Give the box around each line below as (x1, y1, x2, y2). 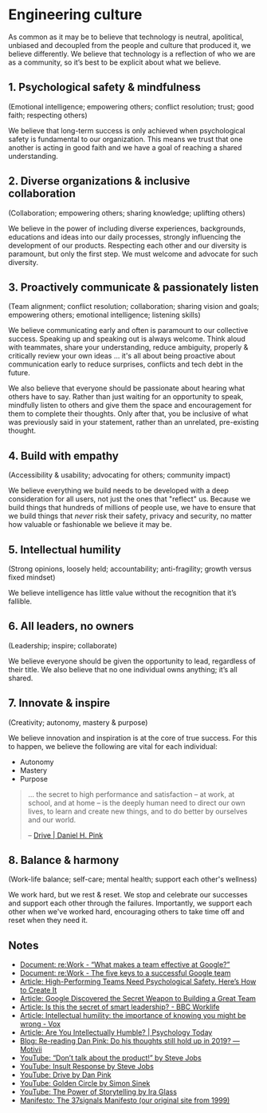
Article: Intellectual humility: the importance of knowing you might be (19, 1011, 246, 1020)
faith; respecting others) (8, 110, 88, 120)
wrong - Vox (19, 1020, 61, 1029)
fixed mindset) (8, 572, 56, 582)
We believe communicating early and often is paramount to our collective (8, 326, 249, 335)
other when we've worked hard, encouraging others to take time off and (8, 907, 245, 917)
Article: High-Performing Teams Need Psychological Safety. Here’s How (19, 976, 257, 987)
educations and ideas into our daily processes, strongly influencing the (8, 232, 241, 241)
